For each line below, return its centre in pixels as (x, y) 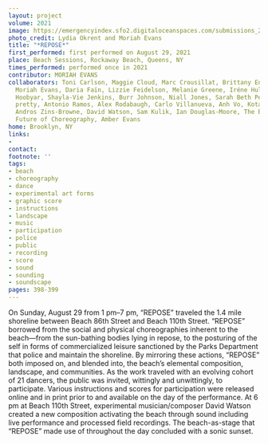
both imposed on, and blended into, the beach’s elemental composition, (126, 363)
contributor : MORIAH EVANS (53, 75)
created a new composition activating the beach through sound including (128, 414)
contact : (23, 149)
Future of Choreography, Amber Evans (78, 120)
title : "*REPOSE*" (39, 45)
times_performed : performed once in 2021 (78, 68)
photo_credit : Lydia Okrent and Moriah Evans (85, 38)
